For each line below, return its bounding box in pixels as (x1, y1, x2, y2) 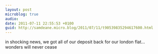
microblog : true (5, 12, 39, 17)
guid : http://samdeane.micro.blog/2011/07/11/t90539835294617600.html (5, 26, 154, 30)
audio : (5, 16, 19, 21)
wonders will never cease (5, 44, 57, 50)
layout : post (5, 7, 32, 12)
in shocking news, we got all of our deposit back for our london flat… (5, 39, 146, 45)
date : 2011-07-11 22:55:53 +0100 (5, 21, 74, 26)
